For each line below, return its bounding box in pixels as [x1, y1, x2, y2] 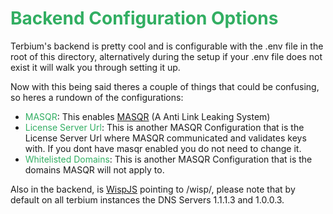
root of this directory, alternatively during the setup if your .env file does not [10, 50, 323, 62]
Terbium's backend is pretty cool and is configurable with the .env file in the [10, 40, 324, 52]
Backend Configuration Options [10, 7, 279, 30]
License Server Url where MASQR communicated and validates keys [24, 132, 307, 144]
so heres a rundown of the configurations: [10, 91, 184, 103]
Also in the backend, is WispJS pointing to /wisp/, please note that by [10, 183, 296, 195]
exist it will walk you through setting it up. [10, 61, 181, 73]
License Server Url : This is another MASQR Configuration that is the [24, 121, 305, 133]
